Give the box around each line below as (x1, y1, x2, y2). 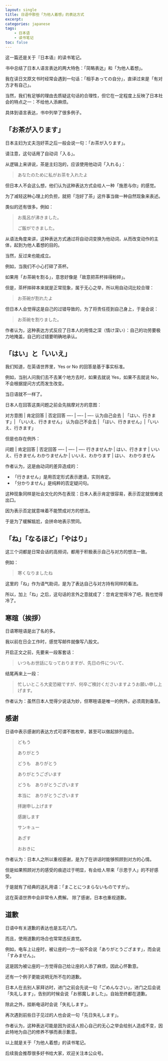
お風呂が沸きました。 (17, 214, 61, 221)
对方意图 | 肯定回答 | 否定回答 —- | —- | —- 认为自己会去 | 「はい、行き (5, 412, 151, 418)
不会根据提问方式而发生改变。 (5, 380, 66, 386)
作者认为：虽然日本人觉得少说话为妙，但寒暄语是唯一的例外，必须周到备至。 (5, 698, 163, 704)
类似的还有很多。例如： (5, 203, 53, 209)
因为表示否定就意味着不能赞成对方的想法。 (5, 508, 93, 514)
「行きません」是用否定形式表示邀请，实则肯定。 (12, 474, 113, 480)
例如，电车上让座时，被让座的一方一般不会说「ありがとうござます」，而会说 (5, 946, 161, 952)
